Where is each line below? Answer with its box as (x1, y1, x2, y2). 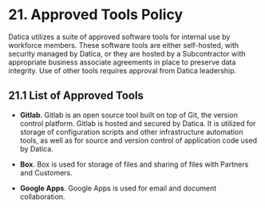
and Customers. (19, 167, 73, 177)
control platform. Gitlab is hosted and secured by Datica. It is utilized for (19, 118, 256, 128)
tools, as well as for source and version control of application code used (19, 135, 258, 145)
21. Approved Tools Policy (8, 6, 184, 24)
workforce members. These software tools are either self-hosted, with (8, 40, 239, 49)
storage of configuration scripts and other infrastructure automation (19, 127, 243, 136)
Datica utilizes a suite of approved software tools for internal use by (8, 32, 231, 41)
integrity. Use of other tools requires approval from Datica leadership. (8, 65, 237, 75)
